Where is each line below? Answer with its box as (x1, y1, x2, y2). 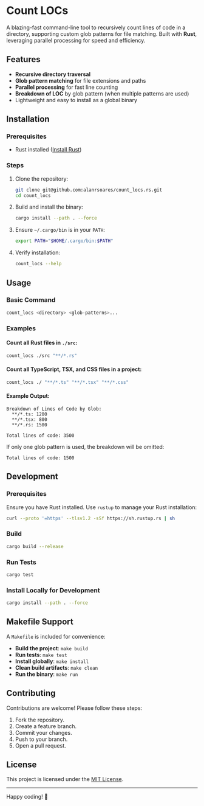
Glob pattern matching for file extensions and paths (15, 77, 146, 84)
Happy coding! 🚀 (6, 793, 49, 801)
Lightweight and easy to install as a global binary (15, 96, 138, 103)
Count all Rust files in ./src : (6, 339, 78, 347)
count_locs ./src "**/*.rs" (6, 352, 78, 359)
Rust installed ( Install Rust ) (15, 146, 82, 153)
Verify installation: (15, 249, 61, 256)
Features (6, 54, 41, 64)
